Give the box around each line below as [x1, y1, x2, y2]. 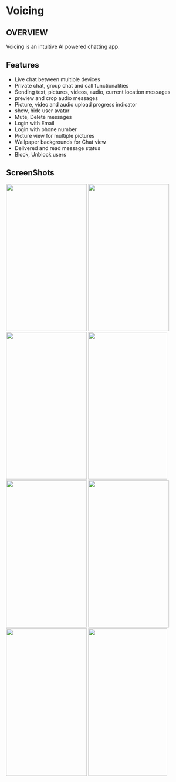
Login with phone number [14, 125, 77, 133]
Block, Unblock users [14, 151, 66, 158]
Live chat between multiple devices [14, 75, 101, 83]
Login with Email [14, 119, 55, 127]
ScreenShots [6, 168, 55, 178]
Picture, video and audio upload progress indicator [14, 101, 137, 108]
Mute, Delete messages [14, 113, 72, 120]
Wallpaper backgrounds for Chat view [14, 138, 107, 145]
